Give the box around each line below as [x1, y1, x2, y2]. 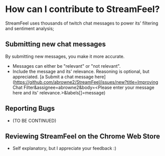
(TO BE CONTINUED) [12, 117, 57, 123]
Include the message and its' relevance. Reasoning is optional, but [12, 68, 149, 74]
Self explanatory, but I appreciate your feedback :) [12, 145, 116, 151]
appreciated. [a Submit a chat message [12, 74, 94, 80]
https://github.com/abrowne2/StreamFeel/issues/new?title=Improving [14, 79, 158, 85]
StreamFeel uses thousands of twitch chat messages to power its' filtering [5, 20, 158, 26]
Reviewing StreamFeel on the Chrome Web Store [5, 132, 160, 140]
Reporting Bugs [5, 104, 55, 113]
